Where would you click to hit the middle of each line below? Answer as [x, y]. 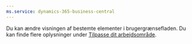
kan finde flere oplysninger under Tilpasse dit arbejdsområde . [81, 34]
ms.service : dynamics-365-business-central [61, 11]
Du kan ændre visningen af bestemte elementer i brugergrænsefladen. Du [96, 28]
